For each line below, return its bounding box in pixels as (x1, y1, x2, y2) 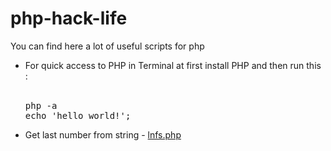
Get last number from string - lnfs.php (24, 128, 182, 141)
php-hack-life (10, 7, 128, 30)
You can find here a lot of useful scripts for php (10, 40, 205, 52)
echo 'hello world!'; (24, 110, 132, 121)
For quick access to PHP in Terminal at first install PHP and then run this (24, 59, 322, 71)
